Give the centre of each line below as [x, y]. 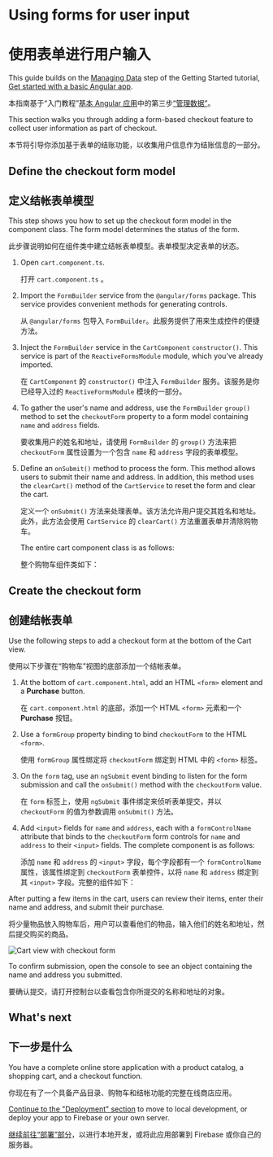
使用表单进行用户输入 [80, 55]
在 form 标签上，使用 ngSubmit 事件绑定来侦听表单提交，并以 [121, 801]
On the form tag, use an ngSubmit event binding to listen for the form [134, 775]
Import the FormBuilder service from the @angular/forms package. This [138, 295]
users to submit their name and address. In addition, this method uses [137, 477]
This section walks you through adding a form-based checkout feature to [131, 120]
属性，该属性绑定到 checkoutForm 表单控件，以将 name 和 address [128, 871]
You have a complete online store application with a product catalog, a [126, 1067]
